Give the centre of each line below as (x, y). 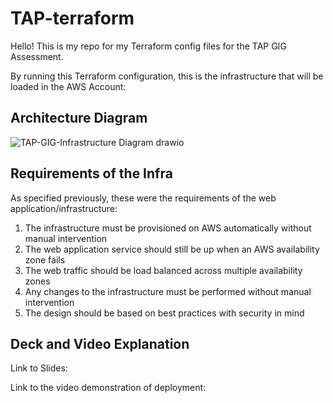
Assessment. (37, 56)
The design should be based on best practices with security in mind (164, 313)
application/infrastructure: (64, 208)
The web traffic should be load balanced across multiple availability (163, 270)
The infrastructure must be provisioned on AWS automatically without (168, 228)
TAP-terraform (72, 18)
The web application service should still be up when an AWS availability (172, 249)
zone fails (45, 259)
